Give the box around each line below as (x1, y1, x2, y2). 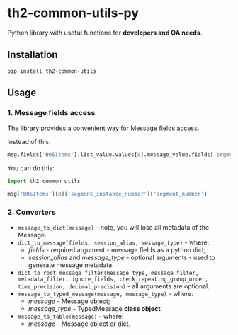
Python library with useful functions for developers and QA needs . (7, 28, 203, 37)
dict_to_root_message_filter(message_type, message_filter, (17, 270, 199, 277)
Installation (7, 49, 58, 61)
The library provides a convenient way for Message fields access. (7, 124, 200, 132)
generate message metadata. (28, 261, 115, 269)
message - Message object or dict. (28, 319, 131, 328)
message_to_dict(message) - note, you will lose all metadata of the (17, 223, 210, 232)
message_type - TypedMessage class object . (28, 305, 163, 313)
